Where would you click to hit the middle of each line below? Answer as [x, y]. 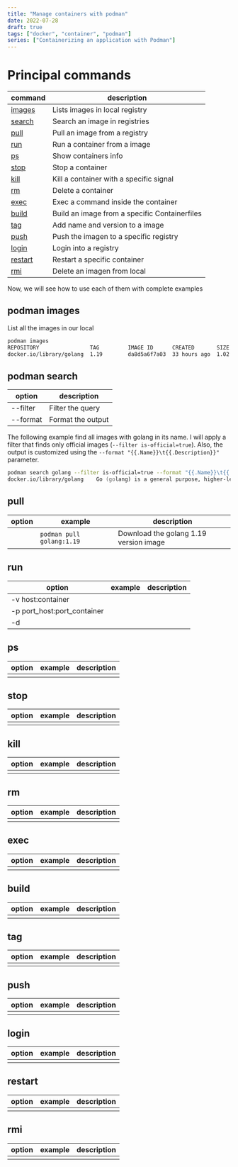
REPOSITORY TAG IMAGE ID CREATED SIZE [119, 347]
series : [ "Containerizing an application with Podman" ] [91, 40]
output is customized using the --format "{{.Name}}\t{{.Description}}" [113, 452]
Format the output [79, 420]
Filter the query [75, 408]
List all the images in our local [51, 328]
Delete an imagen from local [99, 272]
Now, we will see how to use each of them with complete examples [105, 289]
